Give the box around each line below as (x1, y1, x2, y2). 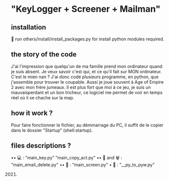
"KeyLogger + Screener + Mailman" (11, 3, 161, 15)
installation (11, 23, 46, 31)
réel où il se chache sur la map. (11, 94, 74, 100)
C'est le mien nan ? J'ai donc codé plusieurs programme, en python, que (11, 74, 159, 80)
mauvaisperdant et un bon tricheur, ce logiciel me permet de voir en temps (11, 90, 163, 95)
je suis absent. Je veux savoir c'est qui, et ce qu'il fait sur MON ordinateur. (11, 68, 162, 74)
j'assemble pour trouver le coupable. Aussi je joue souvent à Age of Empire (11, 79, 164, 85)
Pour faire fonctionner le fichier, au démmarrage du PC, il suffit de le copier (11, 122, 164, 128)
